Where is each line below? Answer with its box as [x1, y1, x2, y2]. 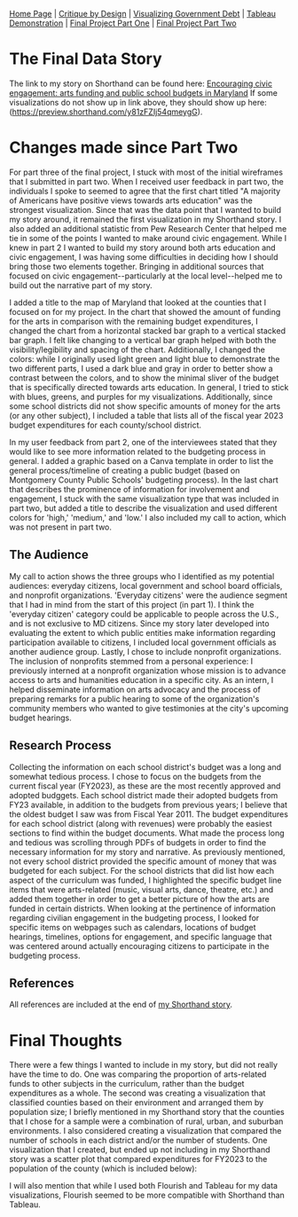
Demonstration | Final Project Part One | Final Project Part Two [9, 18, 237, 28]
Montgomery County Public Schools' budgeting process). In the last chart [9, 475, 279, 485]
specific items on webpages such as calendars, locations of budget [9, 922, 256, 932]
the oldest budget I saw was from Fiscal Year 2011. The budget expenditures [9, 808, 288, 820]
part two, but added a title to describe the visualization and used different [9, 502, 278, 514]
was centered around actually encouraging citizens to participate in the [9, 940, 270, 951]
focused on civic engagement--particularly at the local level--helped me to [9, 271, 283, 281]
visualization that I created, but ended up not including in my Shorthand [9, 1144, 271, 1155]
